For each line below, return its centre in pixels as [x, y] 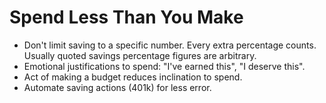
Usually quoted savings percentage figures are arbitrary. [140, 55]
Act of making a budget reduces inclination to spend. [133, 77]
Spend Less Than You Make [126, 17]
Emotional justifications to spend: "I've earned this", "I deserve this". [164, 66]
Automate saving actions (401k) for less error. [117, 87]
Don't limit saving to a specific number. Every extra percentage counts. [170, 45]
